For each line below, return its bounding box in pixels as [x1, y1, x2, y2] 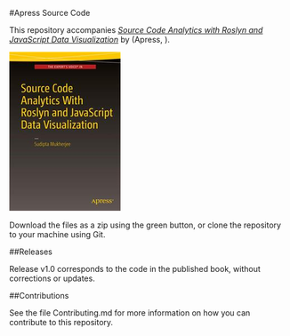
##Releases [9, 246, 53, 257]
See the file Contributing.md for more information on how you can [9, 308, 251, 318]
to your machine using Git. [9, 229, 106, 239]
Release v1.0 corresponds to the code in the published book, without [9, 264, 261, 274]
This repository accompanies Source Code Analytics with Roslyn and [9, 25, 263, 35]
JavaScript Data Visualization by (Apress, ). [9, 35, 171, 44]
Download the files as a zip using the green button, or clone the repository [9, 220, 282, 230]
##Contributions [9, 291, 69, 300]
